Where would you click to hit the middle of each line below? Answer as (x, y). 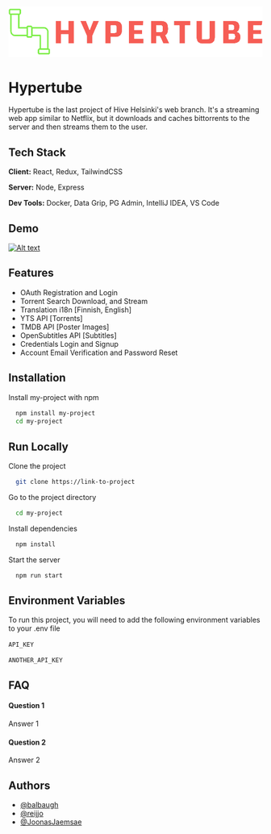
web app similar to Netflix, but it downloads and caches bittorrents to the (129, 119)
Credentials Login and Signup (69, 344)
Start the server (34, 560)
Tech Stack (37, 152)
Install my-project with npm (54, 397)
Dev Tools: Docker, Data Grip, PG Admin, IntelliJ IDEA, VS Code (114, 203)
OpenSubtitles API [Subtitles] (68, 335)
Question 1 (27, 706)
